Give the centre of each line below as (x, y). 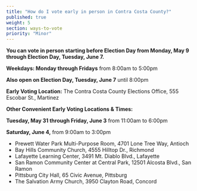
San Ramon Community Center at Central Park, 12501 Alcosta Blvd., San (103, 163)
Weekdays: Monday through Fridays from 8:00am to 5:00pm (82, 68)
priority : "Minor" (29, 34)
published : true (26, 17)
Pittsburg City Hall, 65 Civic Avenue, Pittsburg (71, 175)
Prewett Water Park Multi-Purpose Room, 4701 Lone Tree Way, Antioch (102, 144)
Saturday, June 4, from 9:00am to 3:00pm (59, 132)
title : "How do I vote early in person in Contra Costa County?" (89, 12)
